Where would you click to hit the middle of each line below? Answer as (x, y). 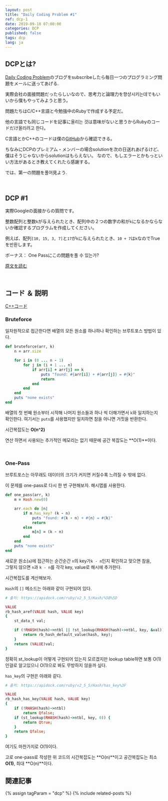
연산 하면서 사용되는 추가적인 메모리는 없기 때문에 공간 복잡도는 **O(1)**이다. (81, 440)
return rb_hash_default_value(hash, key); (68, 635)
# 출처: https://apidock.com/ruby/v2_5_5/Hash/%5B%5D (61, 598)
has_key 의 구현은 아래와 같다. (34, 676)
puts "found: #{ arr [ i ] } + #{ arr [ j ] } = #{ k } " (88, 374)
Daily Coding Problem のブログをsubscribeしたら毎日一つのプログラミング (81, 77)
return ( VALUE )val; (34, 644)
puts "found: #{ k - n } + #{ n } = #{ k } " (72, 518)
